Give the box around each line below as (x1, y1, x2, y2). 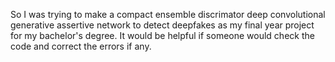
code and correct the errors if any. (10, 40, 152, 52)
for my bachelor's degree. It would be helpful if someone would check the (10, 30, 315, 41)
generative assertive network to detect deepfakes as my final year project (10, 19, 315, 31)
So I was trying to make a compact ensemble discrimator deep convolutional (10, 9, 326, 20)
